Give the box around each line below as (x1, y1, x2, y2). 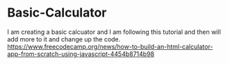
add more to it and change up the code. (7, 35, 121, 43)
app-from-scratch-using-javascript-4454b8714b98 (7, 50, 155, 58)
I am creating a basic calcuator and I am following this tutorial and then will (7, 28, 221, 36)
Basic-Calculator (7, 5, 107, 21)
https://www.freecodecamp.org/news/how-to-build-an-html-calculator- (7, 42, 213, 50)
